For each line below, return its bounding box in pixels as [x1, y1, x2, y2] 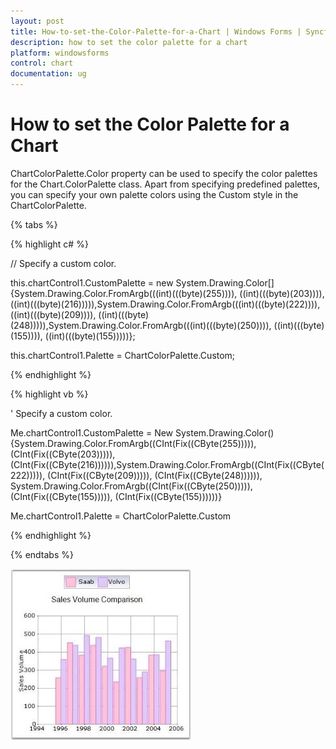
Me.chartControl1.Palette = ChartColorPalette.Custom [10, 510, 232, 522]
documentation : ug [10, 69, 87, 79]
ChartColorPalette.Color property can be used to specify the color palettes [10, 167, 318, 179]
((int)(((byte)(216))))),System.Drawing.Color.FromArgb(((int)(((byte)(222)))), [10, 298, 321, 310]
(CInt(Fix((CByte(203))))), [10, 448, 116, 460]
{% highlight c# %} [10, 238, 89, 250]
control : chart [10, 58, 74, 69]
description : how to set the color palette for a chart [10, 37, 248, 47]
